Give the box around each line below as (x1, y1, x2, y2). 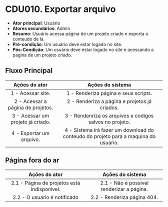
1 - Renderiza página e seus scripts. (66, 89, 152, 96)
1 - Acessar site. (10, 89, 50, 96)
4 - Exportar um (11, 129, 50, 136)
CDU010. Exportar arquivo (5, 3, 116, 15)
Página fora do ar (5, 156, 59, 164)
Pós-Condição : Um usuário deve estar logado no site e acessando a (12, 46, 154, 52)
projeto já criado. (10, 118, 50, 125)
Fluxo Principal (5, 66, 53, 75)
